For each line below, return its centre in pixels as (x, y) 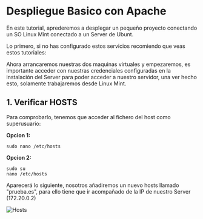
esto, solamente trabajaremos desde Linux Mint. (66, 83)
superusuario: (24, 123)
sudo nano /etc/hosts (34, 146)
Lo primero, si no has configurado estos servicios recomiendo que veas (96, 46)
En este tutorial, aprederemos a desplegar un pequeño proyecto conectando (102, 28)
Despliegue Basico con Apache (86, 11)
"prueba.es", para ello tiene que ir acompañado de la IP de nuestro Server (98, 191)
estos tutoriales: (26, 52)
